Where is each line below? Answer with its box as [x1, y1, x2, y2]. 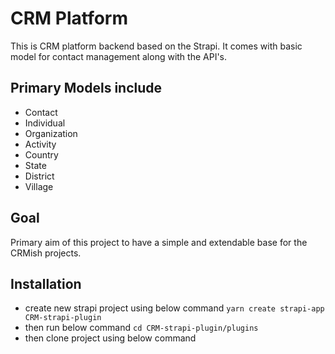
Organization [24, 127, 78, 139]
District [24, 170, 55, 182]
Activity [24, 138, 57, 150]
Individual [24, 117, 66, 129]
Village [24, 180, 54, 192]
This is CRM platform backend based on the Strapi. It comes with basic [10, 40, 303, 52]
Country [24, 148, 59, 161]
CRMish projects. [10, 247, 82, 259]
